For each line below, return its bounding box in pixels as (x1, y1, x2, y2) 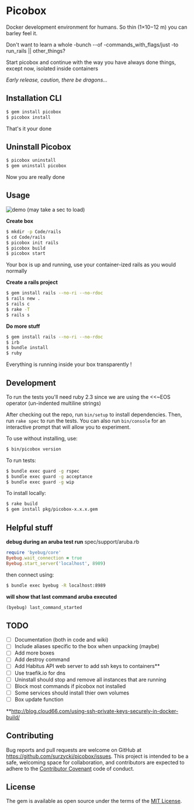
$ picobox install (6, 114, 51, 120)
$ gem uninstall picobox (6, 163, 67, 169)
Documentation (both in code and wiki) (14, 636, 109, 643)
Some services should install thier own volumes (14, 689, 130, 696)
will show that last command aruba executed (6, 593, 117, 600)
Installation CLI (6, 93, 62, 103)
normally (6, 267, 27, 274)
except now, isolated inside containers (6, 65, 98, 72)
